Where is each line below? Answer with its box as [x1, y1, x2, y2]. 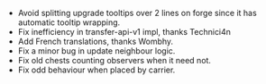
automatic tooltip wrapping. [17, 17, 121, 28]
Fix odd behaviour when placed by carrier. [17, 64, 176, 75]
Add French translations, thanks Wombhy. [17, 36, 174, 46]
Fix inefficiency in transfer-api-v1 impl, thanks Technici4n [17, 27, 232, 37]
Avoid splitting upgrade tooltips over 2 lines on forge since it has [17, 8, 257, 18]
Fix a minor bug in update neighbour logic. [17, 46, 176, 56]
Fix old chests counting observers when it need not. [17, 55, 212, 65]
